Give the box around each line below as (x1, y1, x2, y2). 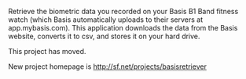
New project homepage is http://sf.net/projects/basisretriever (8, 62, 207, 71)
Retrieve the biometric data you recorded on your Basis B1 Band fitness (8, 7, 239, 16)
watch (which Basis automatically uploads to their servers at (8, 15, 204, 24)
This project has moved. (8, 47, 86, 56)
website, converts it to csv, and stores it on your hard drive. (8, 31, 200, 41)
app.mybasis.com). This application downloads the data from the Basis (8, 23, 238, 32)
